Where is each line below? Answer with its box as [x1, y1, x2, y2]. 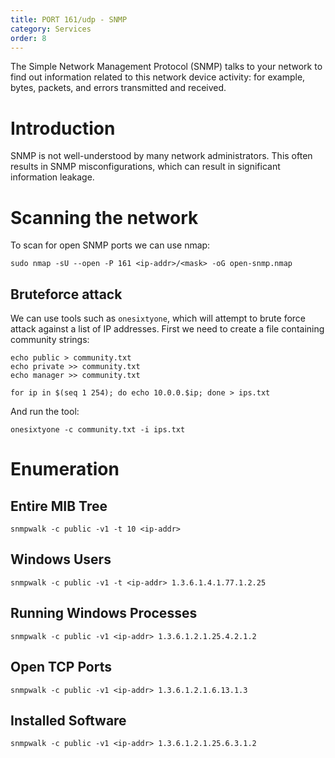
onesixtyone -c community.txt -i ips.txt [10, 425, 186, 435]
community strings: [10, 334, 90, 346]
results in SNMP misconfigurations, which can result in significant [10, 161, 281, 173]
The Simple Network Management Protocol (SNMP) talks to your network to [10, 61, 323, 73]
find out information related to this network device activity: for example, [10, 71, 306, 83]
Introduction [10, 117, 116, 140]
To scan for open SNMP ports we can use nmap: [10, 239, 211, 251]
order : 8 [10, 33, 47, 43]
